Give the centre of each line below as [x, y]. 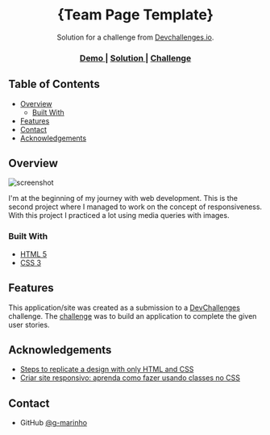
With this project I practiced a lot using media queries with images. [119, 215]
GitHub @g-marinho [53, 423]
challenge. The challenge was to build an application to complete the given [133, 316]
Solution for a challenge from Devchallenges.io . [135, 37]
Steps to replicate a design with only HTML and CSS [107, 370]
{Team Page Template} [135, 15]
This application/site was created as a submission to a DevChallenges [124, 307]
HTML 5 [33, 254]
